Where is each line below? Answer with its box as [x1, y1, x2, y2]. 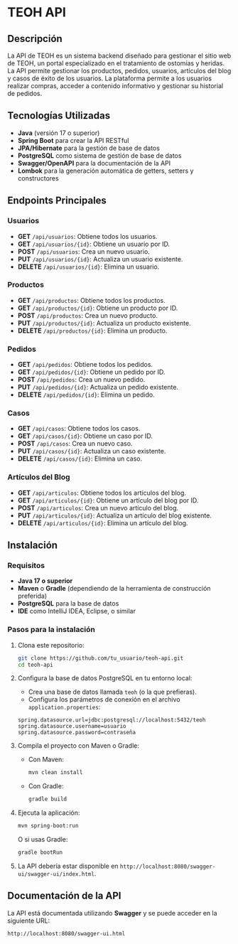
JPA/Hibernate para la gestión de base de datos [17, 144, 160, 152]
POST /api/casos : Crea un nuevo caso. [17, 439, 133, 448]
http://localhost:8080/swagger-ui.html [7, 930, 126, 937]
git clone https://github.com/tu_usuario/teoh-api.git [17, 655, 184, 662]
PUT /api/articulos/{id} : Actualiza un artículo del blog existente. [17, 511, 212, 520]
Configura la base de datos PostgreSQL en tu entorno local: [17, 674, 193, 682]
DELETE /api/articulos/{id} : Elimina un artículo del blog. [17, 518, 188, 527]
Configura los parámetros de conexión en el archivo [28, 695, 180, 704]
